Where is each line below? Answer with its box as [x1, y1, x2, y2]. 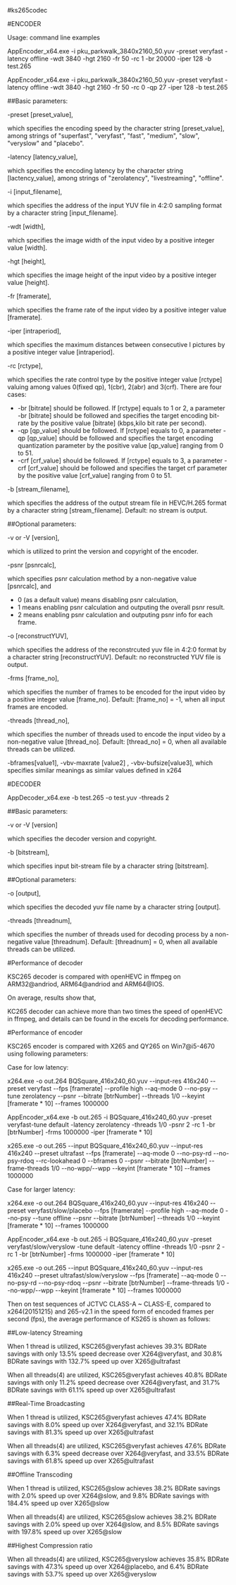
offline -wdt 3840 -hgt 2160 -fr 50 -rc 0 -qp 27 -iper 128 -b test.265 [30, 83, 228, 91]
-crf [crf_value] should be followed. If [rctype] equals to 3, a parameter [17, 456, 223, 465]
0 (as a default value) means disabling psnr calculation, [17, 596, 178, 604]
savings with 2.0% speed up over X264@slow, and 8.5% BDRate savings [7, 1520, 220, 1529]
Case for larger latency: [7, 1185, 75, 1194]
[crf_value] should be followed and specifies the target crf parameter [27, 464, 228, 472]
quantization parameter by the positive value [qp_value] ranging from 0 [17, 441, 224, 450]
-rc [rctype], [7, 362, 43, 369]
